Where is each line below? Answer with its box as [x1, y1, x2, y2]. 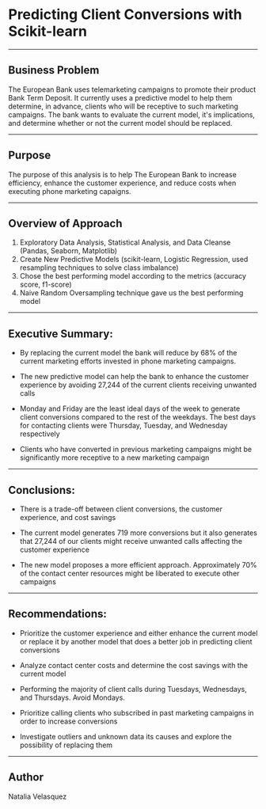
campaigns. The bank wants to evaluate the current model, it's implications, [8, 109, 256, 120]
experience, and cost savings [19, 513, 116, 522]
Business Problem [8, 63, 100, 77]
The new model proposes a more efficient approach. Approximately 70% [19, 560, 257, 569]
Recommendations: [8, 607, 107, 621]
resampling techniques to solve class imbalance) [19, 263, 180, 272]
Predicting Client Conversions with [8, 6, 243, 24]
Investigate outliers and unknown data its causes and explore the [19, 731, 232, 741]
